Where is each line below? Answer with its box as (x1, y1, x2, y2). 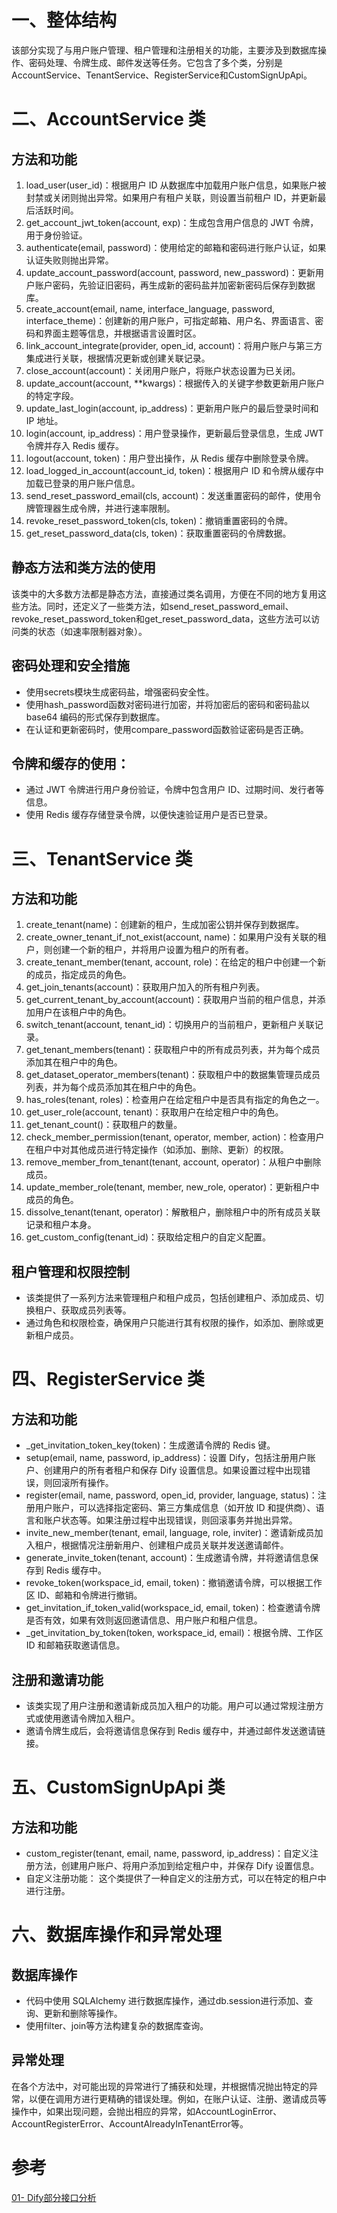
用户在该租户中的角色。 (34, 1006, 132, 1018)
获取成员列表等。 (60, 1304, 132, 1316)
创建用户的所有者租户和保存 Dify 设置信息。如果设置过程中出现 (43, 1464, 303, 1476)
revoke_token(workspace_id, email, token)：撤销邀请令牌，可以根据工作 (25, 1577, 323, 1589)
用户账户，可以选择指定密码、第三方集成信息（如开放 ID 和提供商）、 (34, 1502, 316, 1514)
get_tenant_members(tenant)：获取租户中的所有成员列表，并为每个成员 (25, 1044, 321, 1056)
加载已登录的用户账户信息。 (25, 477, 141, 489)
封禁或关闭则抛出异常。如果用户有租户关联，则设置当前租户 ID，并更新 (25, 191, 318, 203)
